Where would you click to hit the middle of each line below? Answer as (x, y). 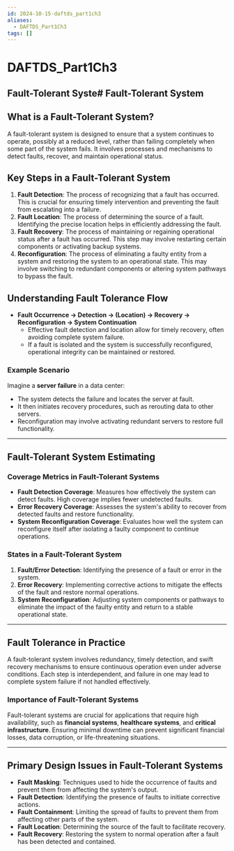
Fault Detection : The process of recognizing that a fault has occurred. (118, 195)
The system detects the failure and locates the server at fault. (106, 399)
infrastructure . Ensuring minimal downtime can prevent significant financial (116, 730)
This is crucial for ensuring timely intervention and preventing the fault (118, 202)
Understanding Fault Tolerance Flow (88, 298)
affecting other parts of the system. (68, 820)
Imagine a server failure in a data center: (66, 385)
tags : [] (20, 33)
